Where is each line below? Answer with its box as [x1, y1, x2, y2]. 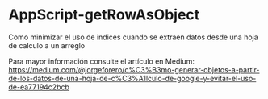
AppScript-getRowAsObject [8, 6, 200, 24]
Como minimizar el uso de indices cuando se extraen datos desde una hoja [8, 32, 258, 42]
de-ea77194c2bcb [8, 82, 70, 92]
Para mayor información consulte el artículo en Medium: [8, 56, 195, 66]
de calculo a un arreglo [8, 40, 86, 50]
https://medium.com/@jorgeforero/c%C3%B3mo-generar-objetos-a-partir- [8, 64, 260, 74]
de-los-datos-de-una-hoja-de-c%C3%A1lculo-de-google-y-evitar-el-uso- [8, 73, 257, 83]
